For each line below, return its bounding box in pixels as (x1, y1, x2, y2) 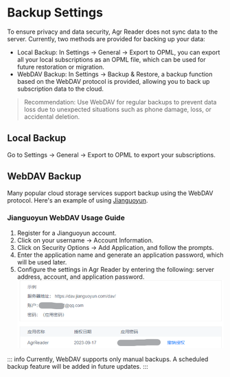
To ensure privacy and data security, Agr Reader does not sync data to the (7, 27, 218, 36)
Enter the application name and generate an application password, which (16, 251, 224, 259)
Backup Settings (7, 5, 103, 21)
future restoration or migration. (16, 62, 105, 71)
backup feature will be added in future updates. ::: (7, 363, 149, 371)
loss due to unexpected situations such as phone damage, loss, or (23, 105, 211, 113)
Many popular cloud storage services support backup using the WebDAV (7, 189, 214, 197)
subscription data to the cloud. (16, 84, 104, 93)
